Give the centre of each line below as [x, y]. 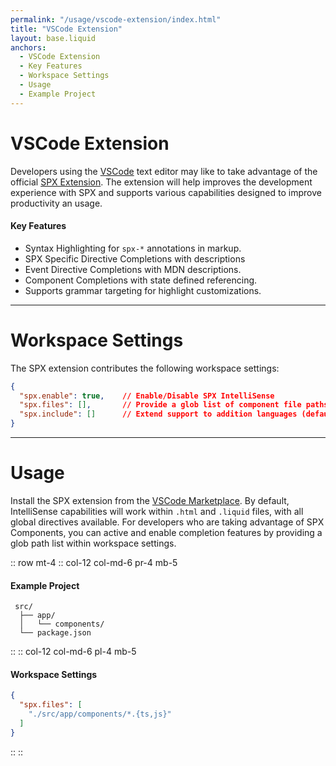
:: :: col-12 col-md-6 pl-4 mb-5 [73, 652]
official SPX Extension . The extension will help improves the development [161, 182]
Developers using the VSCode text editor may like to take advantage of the [164, 171]
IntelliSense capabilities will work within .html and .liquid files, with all [157, 512]
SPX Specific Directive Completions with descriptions [135, 258]
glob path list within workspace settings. [93, 543]
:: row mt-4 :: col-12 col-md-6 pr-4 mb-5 [94, 563]
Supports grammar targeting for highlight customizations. [143, 290]
